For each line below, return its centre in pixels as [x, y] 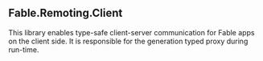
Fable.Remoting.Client [66, 13]
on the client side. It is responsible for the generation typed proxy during [128, 41]
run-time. [24, 49]
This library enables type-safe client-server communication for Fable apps [131, 32]
